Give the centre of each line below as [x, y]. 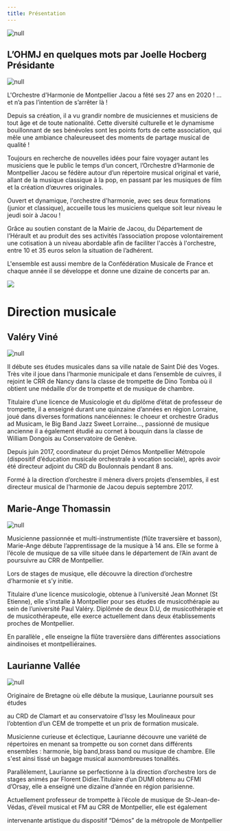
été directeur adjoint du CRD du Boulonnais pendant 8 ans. [90, 466]
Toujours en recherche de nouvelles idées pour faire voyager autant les [108, 158]
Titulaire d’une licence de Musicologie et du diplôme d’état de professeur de [115, 402]
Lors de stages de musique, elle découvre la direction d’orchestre [100, 573]
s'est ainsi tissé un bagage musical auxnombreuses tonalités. [94, 759]
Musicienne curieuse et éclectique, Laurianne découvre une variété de [107, 737]
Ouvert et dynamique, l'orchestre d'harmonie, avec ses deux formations [109, 201]
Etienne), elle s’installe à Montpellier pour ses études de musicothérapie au [113, 602]
